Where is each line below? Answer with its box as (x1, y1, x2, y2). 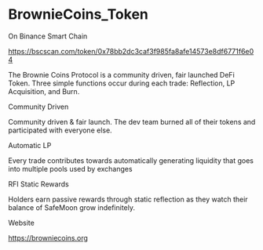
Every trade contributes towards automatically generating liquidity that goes (8, 155, 254, 165)
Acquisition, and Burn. (8, 86, 80, 96)
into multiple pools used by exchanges (8, 164, 133, 173)
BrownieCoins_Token (8, 5, 149, 24)
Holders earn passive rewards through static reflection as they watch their (8, 194, 249, 204)
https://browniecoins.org (8, 233, 89, 242)
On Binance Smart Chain (8, 31, 88, 41)
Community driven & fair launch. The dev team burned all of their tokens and (8, 117, 256, 126)
